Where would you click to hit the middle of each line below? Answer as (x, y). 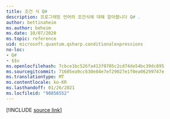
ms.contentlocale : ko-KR (36, 83)
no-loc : (16, 50)
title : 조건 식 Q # (27, 11)
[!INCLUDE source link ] (34, 110)
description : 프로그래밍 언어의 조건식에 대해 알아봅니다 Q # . (74, 17)
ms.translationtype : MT (35, 77)
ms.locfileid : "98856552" (38, 93)
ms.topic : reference (31, 39)
